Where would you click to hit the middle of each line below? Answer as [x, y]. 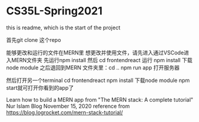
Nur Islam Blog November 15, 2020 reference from [68, 106]
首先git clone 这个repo [34, 39]
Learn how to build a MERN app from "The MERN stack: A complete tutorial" [100, 99]
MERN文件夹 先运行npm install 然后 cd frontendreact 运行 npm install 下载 [102, 60]
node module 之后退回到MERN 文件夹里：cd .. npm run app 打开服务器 [93, 68]
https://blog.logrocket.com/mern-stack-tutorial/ [65, 112]
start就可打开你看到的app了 [40, 87]
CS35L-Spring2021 [55, 11]
